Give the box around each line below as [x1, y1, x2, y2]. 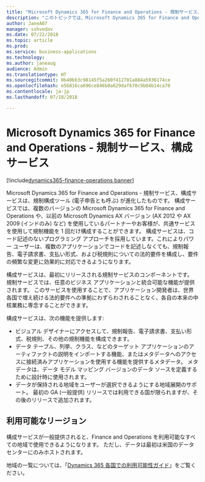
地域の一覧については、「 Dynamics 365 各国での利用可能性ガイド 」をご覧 [6, 461, 191, 469]
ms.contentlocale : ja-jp [6, 89, 70, 95]
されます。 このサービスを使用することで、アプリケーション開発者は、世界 [6, 286, 194, 293]
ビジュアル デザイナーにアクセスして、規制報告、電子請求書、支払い [15, 327, 187, 335]
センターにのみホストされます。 [6, 448, 87, 456]
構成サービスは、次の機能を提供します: [6, 314, 105, 321]
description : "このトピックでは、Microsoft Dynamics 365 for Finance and [6, 15, 190, 21]
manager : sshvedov [6, 26, 53, 32]
